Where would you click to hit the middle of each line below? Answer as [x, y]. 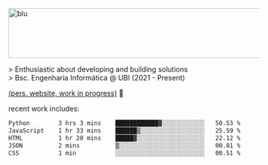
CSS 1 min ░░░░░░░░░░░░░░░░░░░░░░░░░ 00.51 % [124, 153]
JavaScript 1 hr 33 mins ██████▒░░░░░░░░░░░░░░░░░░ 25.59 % [124, 131]
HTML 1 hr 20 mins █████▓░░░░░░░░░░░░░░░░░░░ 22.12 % [124, 138]
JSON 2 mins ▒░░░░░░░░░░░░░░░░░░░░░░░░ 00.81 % [124, 145]
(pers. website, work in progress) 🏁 [66, 93]
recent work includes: [44, 108]
